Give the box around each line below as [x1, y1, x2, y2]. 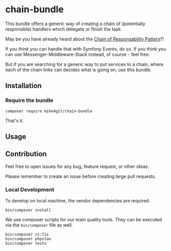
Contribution [5, 150, 47, 158]
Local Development [5, 186, 55, 193]
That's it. [5, 117, 24, 123]
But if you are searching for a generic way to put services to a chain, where [5, 61, 164, 67]
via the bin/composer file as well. [5, 222, 73, 228]
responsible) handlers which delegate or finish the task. [5, 26, 123, 32]
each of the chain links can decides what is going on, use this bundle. [5, 67, 152, 73]
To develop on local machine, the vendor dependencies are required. [5, 198, 151, 204]
